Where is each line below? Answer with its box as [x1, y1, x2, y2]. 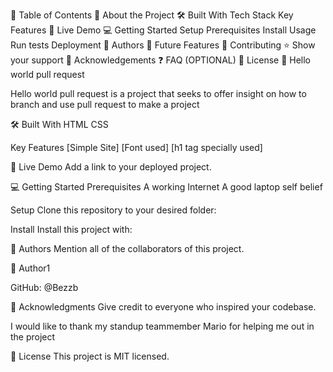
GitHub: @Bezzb [10, 282, 79, 293]
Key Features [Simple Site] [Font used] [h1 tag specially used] [10, 142, 263, 153]
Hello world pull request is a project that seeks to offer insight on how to [10, 88, 307, 99]
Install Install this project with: [10, 224, 133, 235]
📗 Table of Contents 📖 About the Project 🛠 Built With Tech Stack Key [10, 9, 294, 21]
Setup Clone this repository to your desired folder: [10, 204, 217, 216]
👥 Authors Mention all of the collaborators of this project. [10, 243, 245, 254]
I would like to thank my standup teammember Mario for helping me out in [10, 320, 315, 332]
